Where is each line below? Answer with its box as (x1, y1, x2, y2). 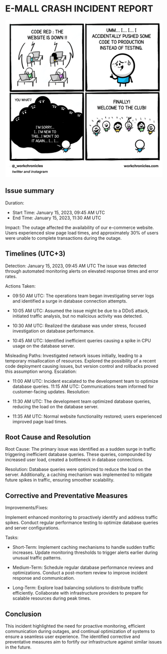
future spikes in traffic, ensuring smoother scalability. (5, 477, 115, 483)
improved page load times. (12, 418, 67, 424)
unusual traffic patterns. (12, 555, 62, 561)
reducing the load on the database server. (12, 403, 99, 409)
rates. (5, 273, 17, 279)
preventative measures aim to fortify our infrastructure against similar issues (5, 639, 162, 645)
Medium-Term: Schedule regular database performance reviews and (12, 564, 154, 571)
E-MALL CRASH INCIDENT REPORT (5, 3, 154, 14)
